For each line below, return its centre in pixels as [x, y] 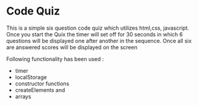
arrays [23, 96]
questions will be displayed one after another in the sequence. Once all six [99, 41]
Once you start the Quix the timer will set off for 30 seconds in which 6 [94, 34]
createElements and [40, 90]
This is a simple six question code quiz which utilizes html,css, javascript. [98, 28]
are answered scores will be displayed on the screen [72, 47]
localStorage [31, 77]
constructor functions [42, 84]
